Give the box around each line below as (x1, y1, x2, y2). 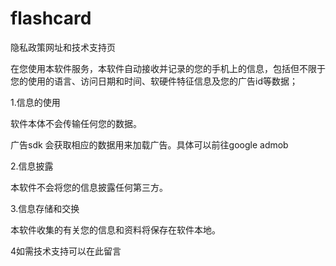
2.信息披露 (10, 160, 54, 172)
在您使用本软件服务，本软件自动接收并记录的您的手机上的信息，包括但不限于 (10, 62, 326, 74)
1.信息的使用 (10, 96, 61, 108)
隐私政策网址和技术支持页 (10, 41, 116, 53)
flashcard (10, 7, 92, 30)
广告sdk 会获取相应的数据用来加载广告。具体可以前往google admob (10, 138, 289, 151)
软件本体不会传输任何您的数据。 (10, 117, 142, 129)
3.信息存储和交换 (10, 202, 80, 214)
